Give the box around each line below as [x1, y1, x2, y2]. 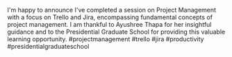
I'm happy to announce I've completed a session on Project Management [7, 6, 217, 14]
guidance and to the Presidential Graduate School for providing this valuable [7, 27, 226, 36]
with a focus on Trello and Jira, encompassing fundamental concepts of [7, 13, 213, 21]
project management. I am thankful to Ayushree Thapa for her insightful [7, 21, 212, 28]
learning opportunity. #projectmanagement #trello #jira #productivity [7, 35, 204, 43]
